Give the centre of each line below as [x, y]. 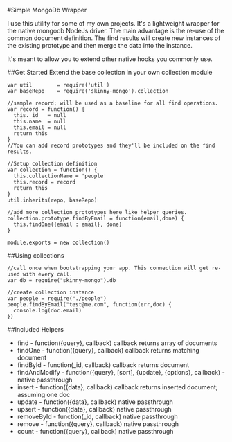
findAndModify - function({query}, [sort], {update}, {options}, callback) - [121, 372]
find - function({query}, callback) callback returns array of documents [117, 343]
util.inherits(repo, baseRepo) [52, 200]
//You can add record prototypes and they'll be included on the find [111, 145]
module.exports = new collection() [59, 242]
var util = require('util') [59, 85]
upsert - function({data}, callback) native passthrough [94, 409]
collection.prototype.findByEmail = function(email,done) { [96, 218]
